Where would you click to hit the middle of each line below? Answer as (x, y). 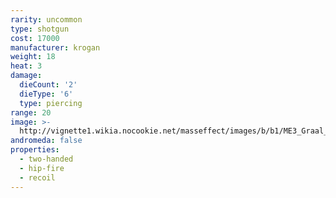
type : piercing (51, 103)
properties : (35, 150)
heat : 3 (26, 66)
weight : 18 (33, 57)
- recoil (37, 177)
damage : (26, 76)
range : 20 (31, 112)
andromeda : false (46, 141)
